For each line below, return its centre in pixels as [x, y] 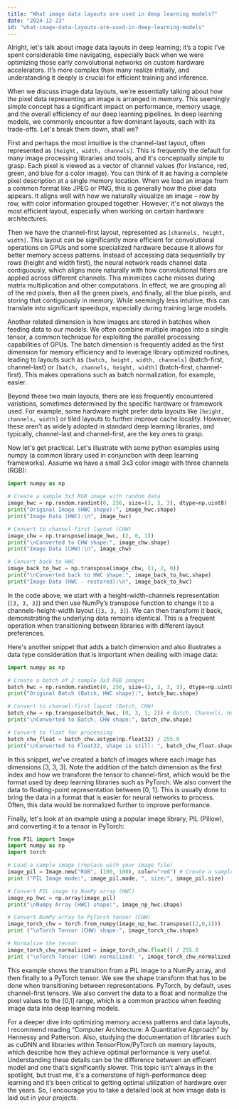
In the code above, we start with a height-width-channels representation [113, 595]
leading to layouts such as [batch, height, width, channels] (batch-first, [116, 359]
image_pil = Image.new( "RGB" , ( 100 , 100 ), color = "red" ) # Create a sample [121, 872]
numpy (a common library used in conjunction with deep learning [103, 456]
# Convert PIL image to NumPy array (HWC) [71, 891]
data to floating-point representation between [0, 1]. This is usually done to [117, 789]
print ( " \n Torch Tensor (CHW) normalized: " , [76, 957]
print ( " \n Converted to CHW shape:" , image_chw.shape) [89, 542]
